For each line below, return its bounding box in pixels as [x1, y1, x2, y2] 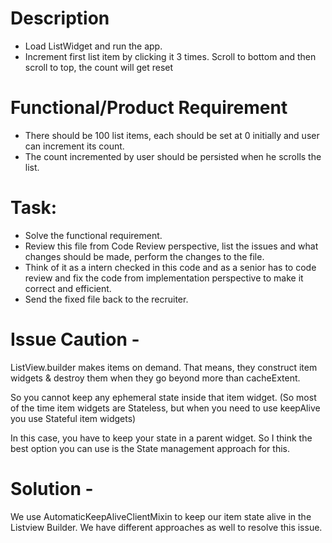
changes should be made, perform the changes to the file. [24, 250, 265, 262]
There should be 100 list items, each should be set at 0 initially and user [24, 129, 320, 141]
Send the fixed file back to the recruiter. [24, 293, 189, 305]
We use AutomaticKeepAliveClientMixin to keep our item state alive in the [10, 510, 312, 522]
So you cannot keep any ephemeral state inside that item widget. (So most [10, 391, 317, 403]
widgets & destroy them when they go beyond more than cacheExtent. [10, 372, 301, 384]
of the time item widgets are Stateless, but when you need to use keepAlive [10, 402, 321, 414]
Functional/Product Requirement [10, 97, 288, 119]
